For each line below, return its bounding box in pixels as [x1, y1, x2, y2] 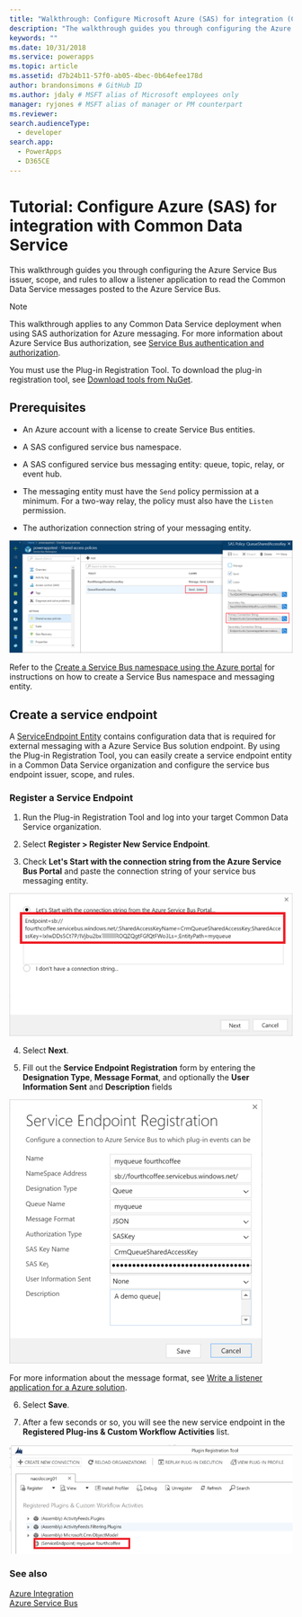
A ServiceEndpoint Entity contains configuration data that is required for [9, 731, 276, 742]
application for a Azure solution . [9, 1382, 128, 1393]
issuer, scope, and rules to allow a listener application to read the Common [9, 274, 286, 285]
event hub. [22, 468, 63, 479]
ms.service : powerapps [9, 52, 94, 62]
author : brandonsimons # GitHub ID [9, 81, 143, 90]
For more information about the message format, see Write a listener [9, 1373, 263, 1383]
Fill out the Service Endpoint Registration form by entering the [22, 1062, 256, 1073]
